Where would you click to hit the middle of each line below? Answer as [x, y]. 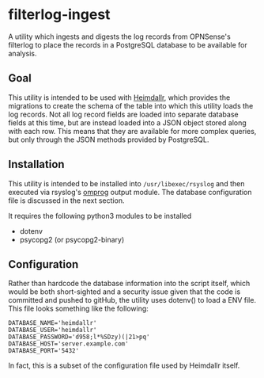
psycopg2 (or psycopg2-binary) [72, 239]
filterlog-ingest [59, 15]
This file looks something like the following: [78, 309]
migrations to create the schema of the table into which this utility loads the [131, 105]
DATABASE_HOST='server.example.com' [68, 344]
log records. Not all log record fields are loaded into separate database [123, 114]
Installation [36, 164]
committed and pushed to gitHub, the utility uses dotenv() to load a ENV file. [132, 300]
